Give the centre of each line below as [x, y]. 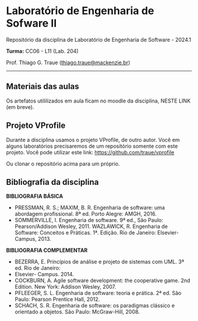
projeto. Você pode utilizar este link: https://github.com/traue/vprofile [90, 152]
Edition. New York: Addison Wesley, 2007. [65, 287]
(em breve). [20, 107]
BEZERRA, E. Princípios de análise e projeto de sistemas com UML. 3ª [99, 262]
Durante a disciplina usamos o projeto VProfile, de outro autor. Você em [93, 140]
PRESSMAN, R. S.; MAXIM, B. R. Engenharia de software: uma [90, 208]
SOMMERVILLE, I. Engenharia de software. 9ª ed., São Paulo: [89, 220]
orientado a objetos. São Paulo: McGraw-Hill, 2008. [77, 312]
